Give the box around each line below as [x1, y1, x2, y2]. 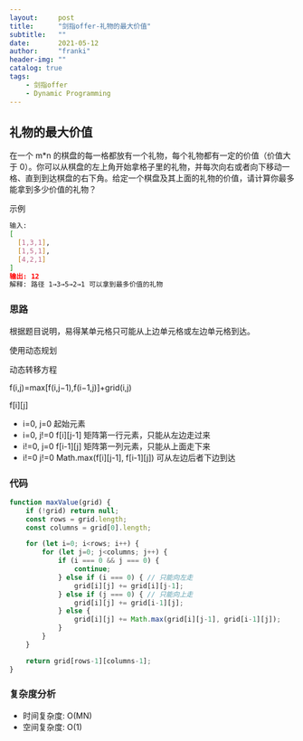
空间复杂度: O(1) [22, 721, 83, 732]
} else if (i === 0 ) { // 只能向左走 [57, 573, 194, 582]
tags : [9, 72, 30, 81]
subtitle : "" [9, 30, 67, 39]
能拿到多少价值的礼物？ [9, 184, 97, 195]
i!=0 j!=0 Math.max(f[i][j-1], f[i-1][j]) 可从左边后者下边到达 [22, 452, 236, 463]
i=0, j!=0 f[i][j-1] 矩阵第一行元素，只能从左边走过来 [22, 429, 211, 440]
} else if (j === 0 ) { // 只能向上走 [57, 589, 194, 599]
